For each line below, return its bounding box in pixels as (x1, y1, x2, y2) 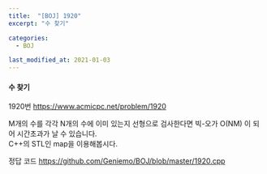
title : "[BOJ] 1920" (8, 11, 82, 20)
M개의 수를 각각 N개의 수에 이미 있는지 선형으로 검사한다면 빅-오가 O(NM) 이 (8, 119, 252, 129)
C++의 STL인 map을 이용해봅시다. (8, 139, 118, 149)
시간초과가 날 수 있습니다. (16, 129, 97, 138)
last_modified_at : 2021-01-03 (8, 56, 111, 65)
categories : (8, 34, 49, 42)
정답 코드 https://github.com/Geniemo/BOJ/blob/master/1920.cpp (8, 156, 226, 166)
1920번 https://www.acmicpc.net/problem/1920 (8, 102, 166, 112)
